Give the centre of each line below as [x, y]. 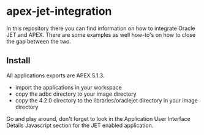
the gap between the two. [39, 41]
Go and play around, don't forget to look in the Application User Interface [99, 118]
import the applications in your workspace [69, 87]
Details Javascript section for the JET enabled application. [80, 125]
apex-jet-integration [59, 11]
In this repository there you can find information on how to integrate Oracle [101, 28]
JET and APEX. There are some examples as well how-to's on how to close [101, 34]
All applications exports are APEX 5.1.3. [55, 75]
